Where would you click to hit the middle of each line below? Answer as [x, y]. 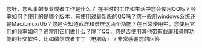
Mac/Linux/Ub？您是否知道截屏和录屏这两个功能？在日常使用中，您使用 [101, 24]
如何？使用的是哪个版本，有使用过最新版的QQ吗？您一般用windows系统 [101, 16]
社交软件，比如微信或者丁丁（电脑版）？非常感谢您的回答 [88, 39]
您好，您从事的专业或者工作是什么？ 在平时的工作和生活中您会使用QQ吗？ [99, 9]
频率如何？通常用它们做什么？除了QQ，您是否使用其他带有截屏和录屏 [103, 31]
